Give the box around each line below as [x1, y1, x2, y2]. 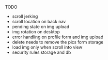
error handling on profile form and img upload [12, 34, 104, 40]
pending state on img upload [12, 24, 69, 30]
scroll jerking [12, 14, 38, 19]
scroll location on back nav [12, 19, 66, 24]
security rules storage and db [12, 49, 71, 55]
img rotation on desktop [12, 29, 60, 34]
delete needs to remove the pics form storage [12, 39, 104, 45]
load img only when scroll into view [12, 45, 82, 50]
